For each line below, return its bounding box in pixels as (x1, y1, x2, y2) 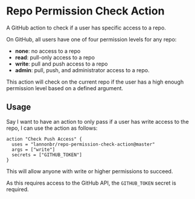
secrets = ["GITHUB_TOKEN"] (11, 152, 83, 158)
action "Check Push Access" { (6, 136, 83, 142)
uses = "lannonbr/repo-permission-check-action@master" (11, 141, 155, 147)
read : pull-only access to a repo (14, 54, 95, 61)
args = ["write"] (11, 146, 56, 153)
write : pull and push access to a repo (14, 60, 108, 67)
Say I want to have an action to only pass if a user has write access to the (6, 118, 189, 125)
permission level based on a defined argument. (6, 84, 124, 91)
